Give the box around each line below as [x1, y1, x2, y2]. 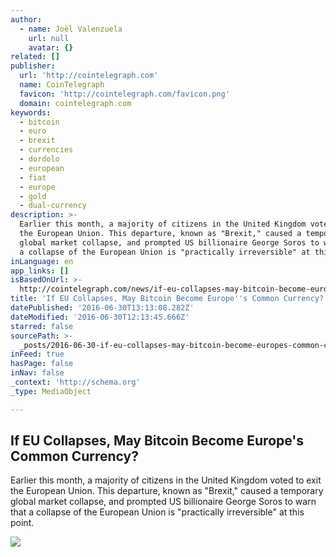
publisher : [10, 61, 56, 71]
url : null [28, 33, 70, 43]
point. [10, 517, 35, 529]
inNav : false [10, 368, 65, 378]
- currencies [19, 145, 74, 155]
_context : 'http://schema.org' [10, 377, 141, 387]
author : [10, 14, 43, 25]
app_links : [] [10, 266, 70, 276]
